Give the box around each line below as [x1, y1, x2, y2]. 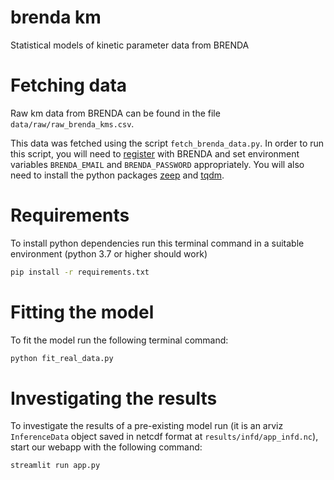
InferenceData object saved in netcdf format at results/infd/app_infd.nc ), [10, 431, 319, 443]
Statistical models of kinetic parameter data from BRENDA [10, 39, 250, 51]
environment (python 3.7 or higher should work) [10, 247, 208, 260]
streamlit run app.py [10, 461, 101, 471]
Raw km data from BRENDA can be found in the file [10, 107, 221, 119]
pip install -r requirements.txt [10, 267, 150, 277]
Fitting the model [10, 301, 155, 323]
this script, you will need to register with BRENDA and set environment [10, 147, 300, 160]
